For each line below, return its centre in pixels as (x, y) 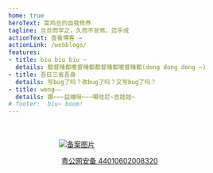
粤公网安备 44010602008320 (110, 161)
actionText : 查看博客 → (45, 38)
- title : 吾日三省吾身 (42, 75)
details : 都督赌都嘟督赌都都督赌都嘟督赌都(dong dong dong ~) (111, 67)
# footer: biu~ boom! (46, 104)
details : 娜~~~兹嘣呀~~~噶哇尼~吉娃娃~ (75, 97)
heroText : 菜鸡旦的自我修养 (50, 23)
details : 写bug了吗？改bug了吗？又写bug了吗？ (86, 82)
